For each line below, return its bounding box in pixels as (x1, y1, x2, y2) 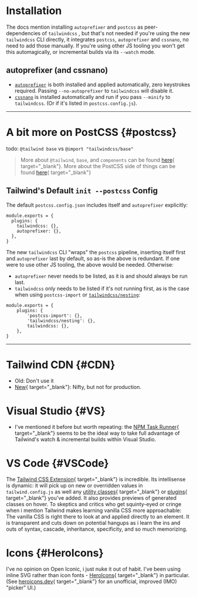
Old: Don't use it (14, 377, 54, 384)
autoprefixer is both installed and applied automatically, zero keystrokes (14, 81, 191, 88)
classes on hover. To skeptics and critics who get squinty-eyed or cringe (6, 501, 182, 508)
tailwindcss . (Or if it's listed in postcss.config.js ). (14, 100, 138, 107)
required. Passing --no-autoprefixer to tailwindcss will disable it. (14, 87, 174, 94)
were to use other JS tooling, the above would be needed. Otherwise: (6, 261, 174, 268)
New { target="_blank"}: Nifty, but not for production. (14, 384, 142, 391)
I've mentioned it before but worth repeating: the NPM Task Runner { (14, 424, 179, 431)
